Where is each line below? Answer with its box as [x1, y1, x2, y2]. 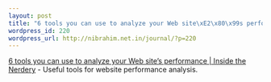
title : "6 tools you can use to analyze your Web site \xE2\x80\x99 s [8, 19, 244, 27]
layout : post [8, 11, 52, 20]
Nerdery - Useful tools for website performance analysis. [8, 65, 198, 75]
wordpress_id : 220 [8, 27, 70, 35]
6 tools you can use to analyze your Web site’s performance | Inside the [8, 56, 247, 66]
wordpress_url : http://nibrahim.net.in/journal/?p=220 [8, 34, 197, 43]
